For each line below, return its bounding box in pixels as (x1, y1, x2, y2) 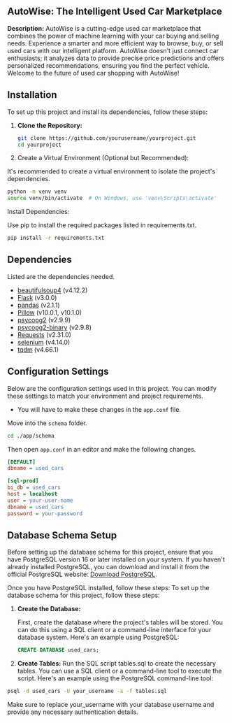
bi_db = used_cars (7, 484, 61, 492)
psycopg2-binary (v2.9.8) (17, 323, 92, 331)
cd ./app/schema (7, 432, 55, 439)
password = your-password (7, 510, 82, 517)
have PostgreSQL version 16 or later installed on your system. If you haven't (7, 555, 225, 564)
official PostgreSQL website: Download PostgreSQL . (7, 570, 157, 579)
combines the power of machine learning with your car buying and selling (7, 31, 219, 40)
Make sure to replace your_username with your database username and (7, 701, 215, 709)
